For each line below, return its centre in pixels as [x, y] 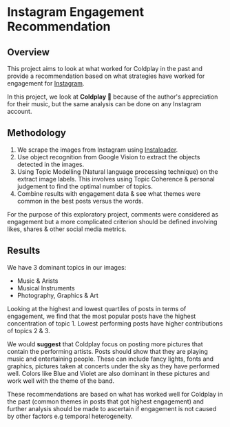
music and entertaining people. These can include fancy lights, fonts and [111, 359]
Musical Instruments [46, 288]
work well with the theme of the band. [61, 381]
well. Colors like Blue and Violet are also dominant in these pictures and [108, 373]
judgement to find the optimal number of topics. [85, 186]
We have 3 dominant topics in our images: [67, 267]
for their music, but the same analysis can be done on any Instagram [104, 104]
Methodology [37, 133]
